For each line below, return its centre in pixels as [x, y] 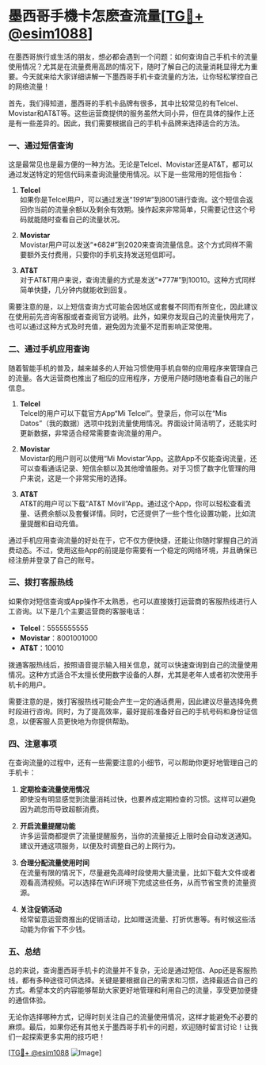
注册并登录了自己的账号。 [57, 559]
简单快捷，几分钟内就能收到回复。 [75, 290]
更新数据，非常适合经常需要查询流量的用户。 [93, 433]
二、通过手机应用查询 [49, 349]
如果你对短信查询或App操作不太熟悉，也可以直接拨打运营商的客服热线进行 [129, 601]
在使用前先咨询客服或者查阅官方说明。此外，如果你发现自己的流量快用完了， [133, 317]
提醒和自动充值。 [55, 523]
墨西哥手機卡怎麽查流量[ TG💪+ [106, 16]
